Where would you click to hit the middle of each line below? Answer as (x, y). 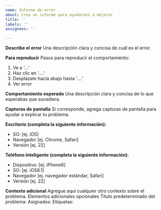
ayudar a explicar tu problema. (38, 115)
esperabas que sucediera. (33, 99)
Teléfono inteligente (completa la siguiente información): (67, 155)
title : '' (16, 19)
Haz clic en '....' (29, 73)
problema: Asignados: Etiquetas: (40, 202)
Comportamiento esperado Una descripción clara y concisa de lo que (80, 94)
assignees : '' (20, 29)
